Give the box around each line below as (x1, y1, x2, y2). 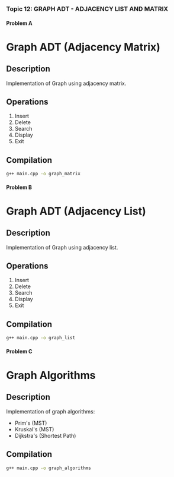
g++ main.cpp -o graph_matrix (6, 171, 81, 177)
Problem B (6, 184, 33, 191)
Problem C (6, 348, 33, 355)
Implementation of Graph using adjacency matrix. (6, 80, 127, 87)
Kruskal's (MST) (14, 425, 54, 432)
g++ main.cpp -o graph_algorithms (6, 465, 92, 471)
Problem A (6, 20, 33, 27)
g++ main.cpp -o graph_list (6, 335, 76, 341)
